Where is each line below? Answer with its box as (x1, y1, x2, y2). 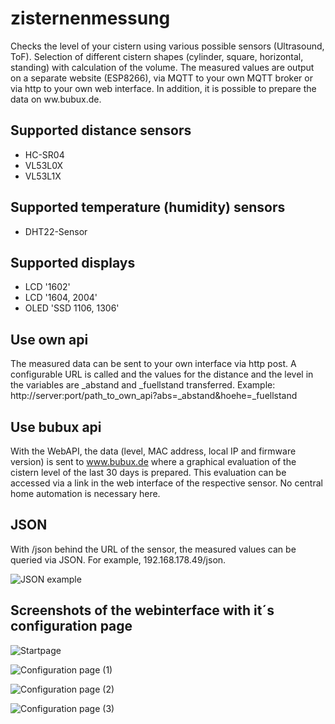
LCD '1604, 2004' (24, 292, 98, 304)
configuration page (10, 618, 133, 635)
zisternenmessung (10, 7, 171, 30)
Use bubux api (10, 418, 102, 436)
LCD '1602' (24, 281, 71, 293)
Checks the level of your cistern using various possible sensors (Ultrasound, (10, 40, 325, 52)
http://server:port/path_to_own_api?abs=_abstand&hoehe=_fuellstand (10, 390, 298, 402)
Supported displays (10, 254, 136, 271)
